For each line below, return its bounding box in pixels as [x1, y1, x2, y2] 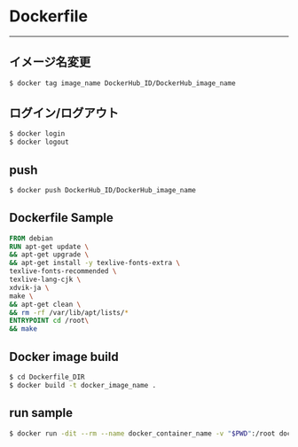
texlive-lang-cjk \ [9, 275, 82, 285]
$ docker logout [9, 137, 69, 147]
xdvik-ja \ [9, 283, 50, 292]
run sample [9, 405, 74, 420]
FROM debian [9, 233, 53, 243]
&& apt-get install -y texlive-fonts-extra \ [9, 259, 180, 268]
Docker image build [9, 349, 119, 365]
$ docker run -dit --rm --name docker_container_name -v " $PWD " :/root [9, 428, 276, 438]
